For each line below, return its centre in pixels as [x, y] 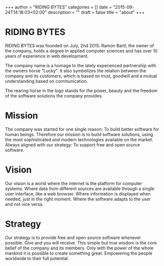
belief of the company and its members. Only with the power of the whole [79, 248]
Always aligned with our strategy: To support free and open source [73, 145]
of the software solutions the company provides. [54, 96]
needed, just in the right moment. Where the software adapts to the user [78, 199]
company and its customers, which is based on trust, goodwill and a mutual [81, 76]
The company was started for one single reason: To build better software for [82, 129]
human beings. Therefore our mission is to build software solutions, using [79, 134]
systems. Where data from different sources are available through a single [80, 189]
